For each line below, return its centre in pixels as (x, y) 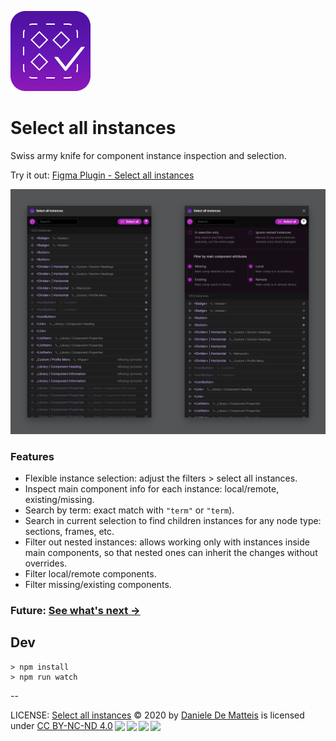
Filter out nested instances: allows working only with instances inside (167, 542)
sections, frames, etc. (69, 532)
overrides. (46, 563)
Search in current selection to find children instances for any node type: (173, 521)
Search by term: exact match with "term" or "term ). (129, 510)
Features (32, 456)
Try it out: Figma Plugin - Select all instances (102, 175)
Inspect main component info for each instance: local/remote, (152, 489)
